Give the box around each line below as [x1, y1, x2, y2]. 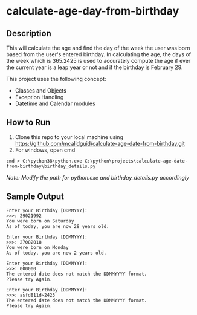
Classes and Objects [15, 87, 66, 94]
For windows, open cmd [15, 146, 76, 154]
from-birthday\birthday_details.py [6, 163, 96, 169]
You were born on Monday [6, 244, 69, 250]
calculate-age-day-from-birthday [6, 4, 179, 18]
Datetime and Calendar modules [15, 100, 95, 107]
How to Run [6, 117, 51, 128]
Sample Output [6, 192, 65, 202]
